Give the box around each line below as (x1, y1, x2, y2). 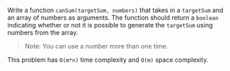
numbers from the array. (7, 28, 79, 37)
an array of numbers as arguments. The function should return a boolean (7, 13, 219, 22)
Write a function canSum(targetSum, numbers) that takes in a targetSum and (7, 6, 224, 14)
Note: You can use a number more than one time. (24, 42, 168, 50)
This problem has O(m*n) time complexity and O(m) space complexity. (7, 56, 209, 64)
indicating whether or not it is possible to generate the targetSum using (7, 21, 214, 29)
